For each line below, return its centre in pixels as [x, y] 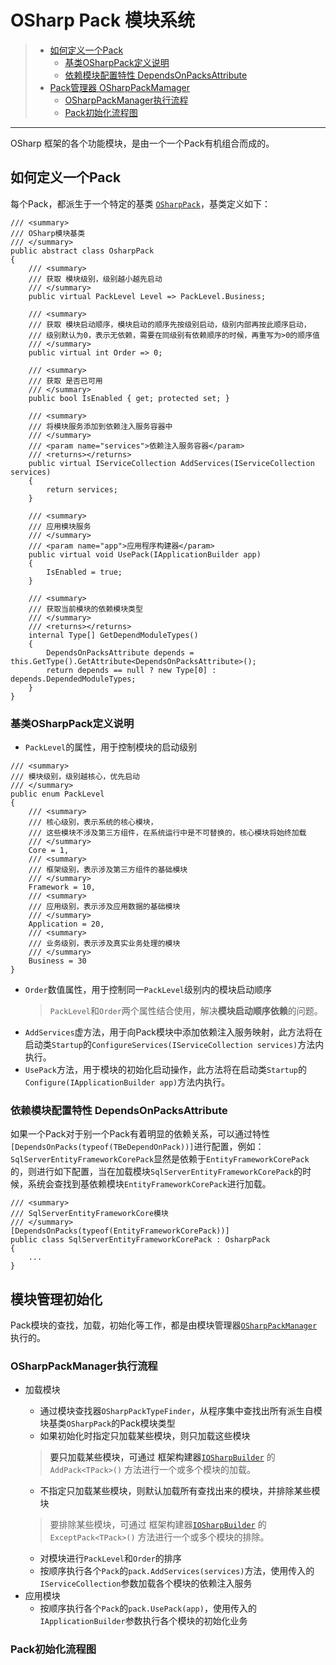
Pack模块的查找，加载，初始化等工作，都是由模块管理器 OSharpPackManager [164, 1325]
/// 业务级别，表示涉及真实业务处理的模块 [104, 944]
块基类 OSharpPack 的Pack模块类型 [107, 1423]
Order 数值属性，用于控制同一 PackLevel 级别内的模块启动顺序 [148, 990]
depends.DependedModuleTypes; [73, 679]
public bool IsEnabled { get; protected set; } [129, 398]
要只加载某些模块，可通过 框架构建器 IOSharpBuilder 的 [162, 1457]
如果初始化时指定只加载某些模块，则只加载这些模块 [145, 1436]
